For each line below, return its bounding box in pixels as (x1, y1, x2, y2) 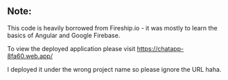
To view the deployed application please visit (7, 44, 136, 52)
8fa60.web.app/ (7, 52, 53, 60)
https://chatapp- (137, 44, 184, 52)
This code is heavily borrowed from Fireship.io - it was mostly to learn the (7, 23, 218, 32)
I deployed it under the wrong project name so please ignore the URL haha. (7, 65, 222, 73)
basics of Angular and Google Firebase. (7, 31, 121, 39)
